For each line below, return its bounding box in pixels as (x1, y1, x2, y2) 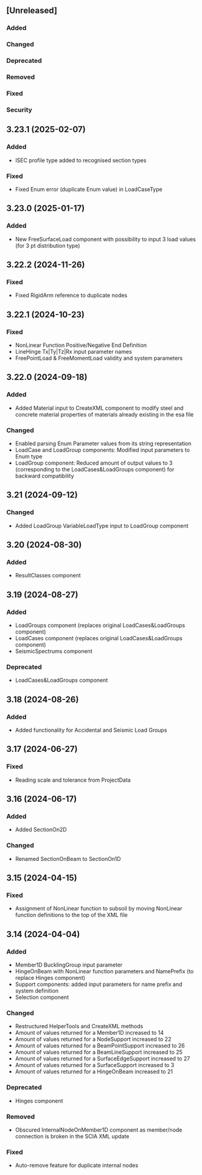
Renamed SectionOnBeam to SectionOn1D (15, 855, 121, 862)
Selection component (15, 994, 69, 1001)
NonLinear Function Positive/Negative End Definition (15, 341, 147, 349)
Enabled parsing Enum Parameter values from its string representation (15, 440, 192, 447)
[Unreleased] (6, 5, 58, 16)
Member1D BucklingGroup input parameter (15, 961, 123, 969)
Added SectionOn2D (15, 826, 67, 834)
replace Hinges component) (15, 974, 86, 982)
